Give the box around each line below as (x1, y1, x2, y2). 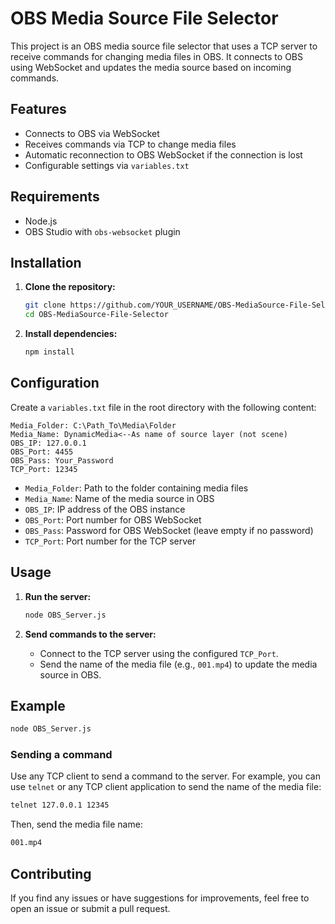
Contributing (10, 865, 92, 882)
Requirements (10, 188, 100, 206)
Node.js (24, 215, 58, 227)
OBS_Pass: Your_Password (10, 455, 114, 466)
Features (10, 101, 67, 118)
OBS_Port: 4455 (10, 447, 74, 457)
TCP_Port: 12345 (10, 464, 78, 474)
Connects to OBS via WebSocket (24, 127, 160, 139)
